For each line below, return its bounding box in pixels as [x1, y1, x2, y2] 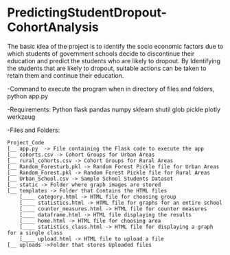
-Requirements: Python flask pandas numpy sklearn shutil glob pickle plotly [7, 105, 221, 113]
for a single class [7, 229, 63, 236]
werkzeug [7, 112, 36, 121]
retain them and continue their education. [7, 71, 124, 80]
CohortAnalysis [7, 19, 99, 35]
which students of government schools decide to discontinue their [7, 49, 195, 58]
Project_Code [7, 139, 45, 146]
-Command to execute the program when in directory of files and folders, [7, 85, 215, 93]
